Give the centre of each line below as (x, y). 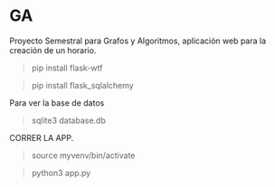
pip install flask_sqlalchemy (82, 85)
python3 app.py (61, 173)
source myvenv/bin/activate (83, 155)
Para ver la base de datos (57, 103)
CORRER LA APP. (42, 137)
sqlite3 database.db (68, 120)
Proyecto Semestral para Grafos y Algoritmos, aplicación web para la (138, 41)
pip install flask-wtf (67, 68)
